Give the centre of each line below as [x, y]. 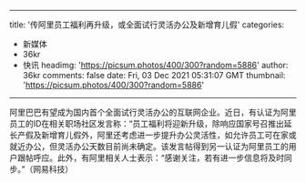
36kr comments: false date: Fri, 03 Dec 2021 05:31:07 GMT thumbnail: [154, 75]
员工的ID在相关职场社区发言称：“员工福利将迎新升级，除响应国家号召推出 [147, 123]
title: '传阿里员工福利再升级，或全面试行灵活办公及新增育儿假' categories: [147, 25]
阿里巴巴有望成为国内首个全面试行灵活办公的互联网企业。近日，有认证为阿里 [153, 112]
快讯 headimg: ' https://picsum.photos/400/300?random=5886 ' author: [155, 65]
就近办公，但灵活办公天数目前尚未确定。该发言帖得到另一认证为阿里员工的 [149, 146]
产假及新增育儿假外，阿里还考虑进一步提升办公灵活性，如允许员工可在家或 [157, 135]
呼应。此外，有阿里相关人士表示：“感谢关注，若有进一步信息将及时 [159, 158]
